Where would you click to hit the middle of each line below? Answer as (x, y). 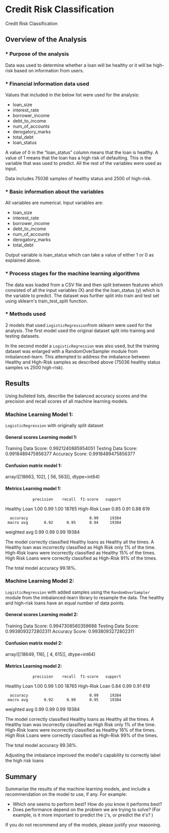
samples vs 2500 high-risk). (35, 367)
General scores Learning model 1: (41, 437)
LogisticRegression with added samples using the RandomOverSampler (78, 592)
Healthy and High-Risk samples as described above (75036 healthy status (83, 362)
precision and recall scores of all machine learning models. (67, 401)
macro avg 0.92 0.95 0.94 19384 (64, 522)
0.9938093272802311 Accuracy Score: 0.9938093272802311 (70, 631)
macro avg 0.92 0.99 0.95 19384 (64, 700)
